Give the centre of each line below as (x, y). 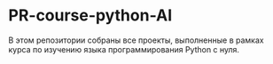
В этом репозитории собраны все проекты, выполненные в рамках (136, 40)
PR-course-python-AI (90, 16)
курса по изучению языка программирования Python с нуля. (124, 49)
